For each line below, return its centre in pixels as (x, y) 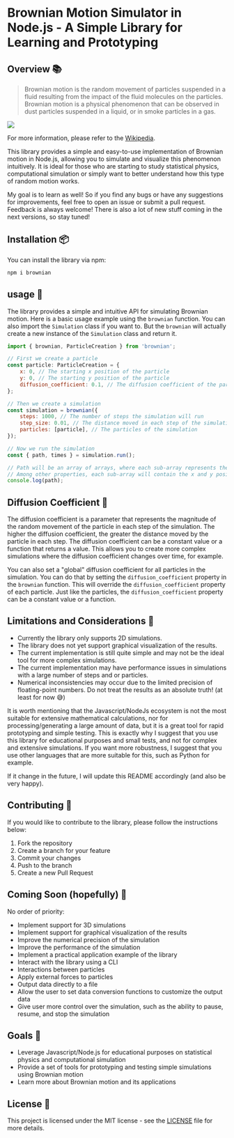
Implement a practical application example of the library (97, 954)
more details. (26, 1128)
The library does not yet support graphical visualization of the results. (117, 645)
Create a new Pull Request (55, 872)
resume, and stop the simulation (63, 1014)
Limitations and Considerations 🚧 (81, 621)
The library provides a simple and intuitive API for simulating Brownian (108, 311)
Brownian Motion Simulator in (95, 13)
